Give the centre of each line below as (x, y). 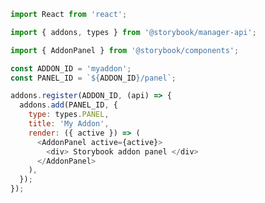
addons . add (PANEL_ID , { (68, 105)
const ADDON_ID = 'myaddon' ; (71, 68)
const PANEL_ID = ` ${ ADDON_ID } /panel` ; (93, 78)
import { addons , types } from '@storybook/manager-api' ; (133, 32)
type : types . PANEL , (69, 115)
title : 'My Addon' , (69, 124)
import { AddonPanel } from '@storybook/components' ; (125, 50)
